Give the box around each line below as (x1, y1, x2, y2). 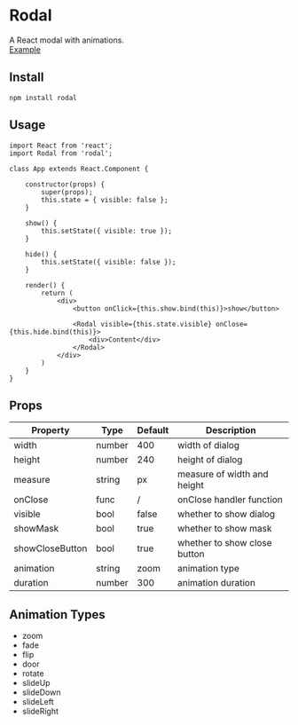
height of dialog (176, 453, 243, 466)
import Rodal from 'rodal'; (9, 148, 114, 158)
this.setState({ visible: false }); (41, 257, 176, 266)
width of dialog (176, 439, 240, 452)
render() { (25, 280, 66, 289)
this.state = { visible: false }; (41, 195, 169, 204)
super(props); (41, 187, 93, 196)
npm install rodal (9, 93, 77, 102)
